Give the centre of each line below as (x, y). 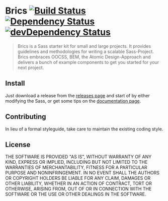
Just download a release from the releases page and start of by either (77, 95)
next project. (31, 68)
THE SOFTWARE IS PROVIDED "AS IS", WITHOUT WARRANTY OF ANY (78, 157)
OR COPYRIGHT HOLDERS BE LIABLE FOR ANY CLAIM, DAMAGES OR (78, 178)
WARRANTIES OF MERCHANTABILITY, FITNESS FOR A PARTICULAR (76, 167)
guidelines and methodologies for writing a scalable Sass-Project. (86, 51)
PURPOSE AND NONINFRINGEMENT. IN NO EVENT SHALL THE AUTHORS (82, 173)
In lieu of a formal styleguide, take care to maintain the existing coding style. (84, 129)
